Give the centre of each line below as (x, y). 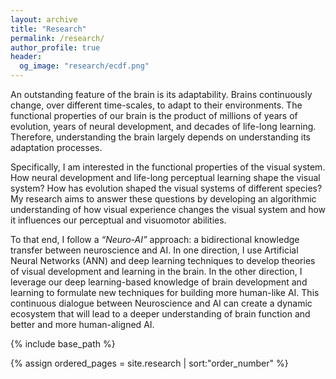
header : (26, 57)
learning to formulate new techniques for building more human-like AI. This (165, 292)
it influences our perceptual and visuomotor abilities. (118, 220)
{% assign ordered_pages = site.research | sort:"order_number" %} (149, 363)
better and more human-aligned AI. (82, 324)
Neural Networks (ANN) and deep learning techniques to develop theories (163, 260)
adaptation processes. (56, 147)
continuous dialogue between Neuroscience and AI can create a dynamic (161, 303)
